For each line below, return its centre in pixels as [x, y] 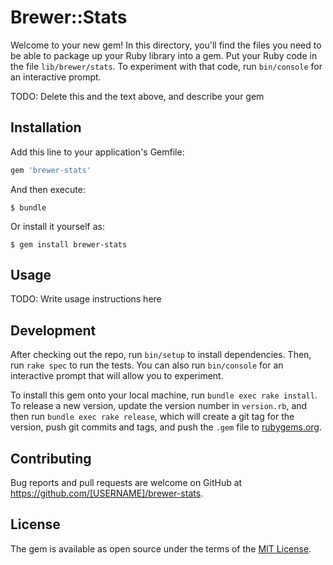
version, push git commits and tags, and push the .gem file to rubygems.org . [166, 427]
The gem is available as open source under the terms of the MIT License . [161, 548]
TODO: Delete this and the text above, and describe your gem [137, 96]
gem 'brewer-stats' [51, 170]
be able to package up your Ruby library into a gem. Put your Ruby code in [164, 55]
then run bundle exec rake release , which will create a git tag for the [152, 417]
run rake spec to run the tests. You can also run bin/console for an [147, 365]
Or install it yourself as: [57, 226]
